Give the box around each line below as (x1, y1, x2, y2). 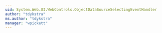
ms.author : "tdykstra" (5, 16, 52, 21)
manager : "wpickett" (5, 20, 48, 26)
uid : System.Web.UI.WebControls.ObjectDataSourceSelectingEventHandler (5, 7, 157, 12)
